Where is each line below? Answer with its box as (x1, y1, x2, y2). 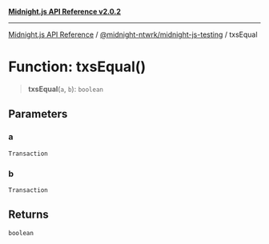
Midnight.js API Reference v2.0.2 (8, 7, 122, 16)
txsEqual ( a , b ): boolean (27, 84, 104, 94)
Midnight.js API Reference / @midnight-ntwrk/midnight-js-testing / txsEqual (8, 30, 258, 39)
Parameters (8, 107, 68, 121)
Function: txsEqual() (8, 58, 147, 76)
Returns (8, 208, 50, 222)
